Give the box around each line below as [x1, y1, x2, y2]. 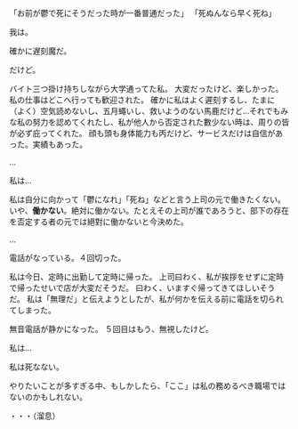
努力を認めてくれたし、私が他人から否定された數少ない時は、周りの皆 [32, 117, 290, 127]
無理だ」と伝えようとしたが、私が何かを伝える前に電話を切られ [50, 294, 284, 304]
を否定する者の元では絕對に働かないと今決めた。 [9, 216, 189, 227]
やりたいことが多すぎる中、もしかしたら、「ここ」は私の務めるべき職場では [9, 381, 286, 391]
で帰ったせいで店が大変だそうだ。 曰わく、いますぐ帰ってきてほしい [9, 283, 260, 293]
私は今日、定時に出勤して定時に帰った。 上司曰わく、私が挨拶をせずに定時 [9, 271, 285, 282]
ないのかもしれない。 [9, 392, 87, 402]
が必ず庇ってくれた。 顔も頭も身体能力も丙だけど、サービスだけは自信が [9, 128, 276, 138]
